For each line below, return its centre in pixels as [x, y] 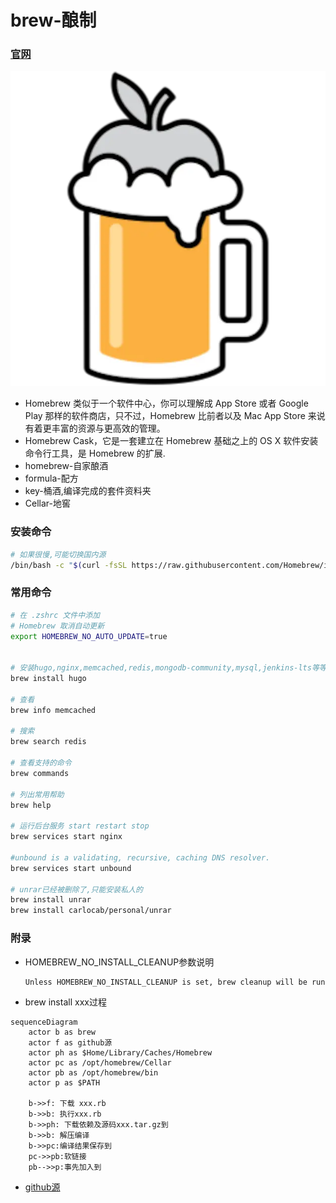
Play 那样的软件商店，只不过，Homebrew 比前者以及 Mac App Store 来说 [175, 416]
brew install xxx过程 [65, 1002]
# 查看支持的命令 [41, 763]
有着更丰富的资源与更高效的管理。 [95, 428]
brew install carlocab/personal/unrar [91, 911]
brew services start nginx [66, 837]
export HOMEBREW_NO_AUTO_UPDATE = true [89, 636]
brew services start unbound [71, 868]
